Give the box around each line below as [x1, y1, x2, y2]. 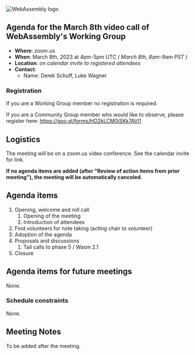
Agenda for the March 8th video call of [6, 22, 149, 32]
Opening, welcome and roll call [14, 206, 90, 213]
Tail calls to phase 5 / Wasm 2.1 [23, 243, 99, 250]
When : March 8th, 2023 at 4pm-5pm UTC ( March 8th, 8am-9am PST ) [14, 53, 188, 60]
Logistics [6, 135, 40, 144]
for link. [6, 156, 25, 163]
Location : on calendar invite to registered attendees [14, 59, 141, 67]
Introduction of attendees [23, 218, 85, 225]
